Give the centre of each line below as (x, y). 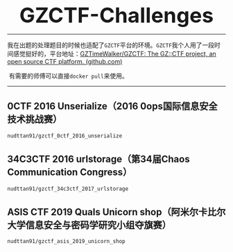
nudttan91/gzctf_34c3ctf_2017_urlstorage (68, 189)
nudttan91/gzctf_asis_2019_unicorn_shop (67, 242)
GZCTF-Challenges (116, 15)
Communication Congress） (70, 173)
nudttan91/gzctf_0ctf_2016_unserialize (65, 136)
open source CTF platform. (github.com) (65, 61)
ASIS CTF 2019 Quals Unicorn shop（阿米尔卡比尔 (116, 212)
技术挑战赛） (35, 119)
